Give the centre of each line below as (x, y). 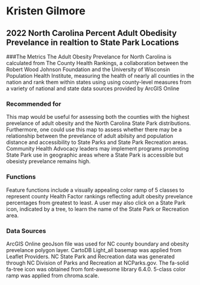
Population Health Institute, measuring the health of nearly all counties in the (100, 76)
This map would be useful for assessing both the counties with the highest (98, 117)
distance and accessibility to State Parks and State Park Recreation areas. (97, 142)
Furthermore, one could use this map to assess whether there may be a (94, 130)
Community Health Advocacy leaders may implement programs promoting (98, 149)
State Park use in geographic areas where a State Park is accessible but (95, 155)
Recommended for (34, 104)
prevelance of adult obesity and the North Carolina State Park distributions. (99, 123)
